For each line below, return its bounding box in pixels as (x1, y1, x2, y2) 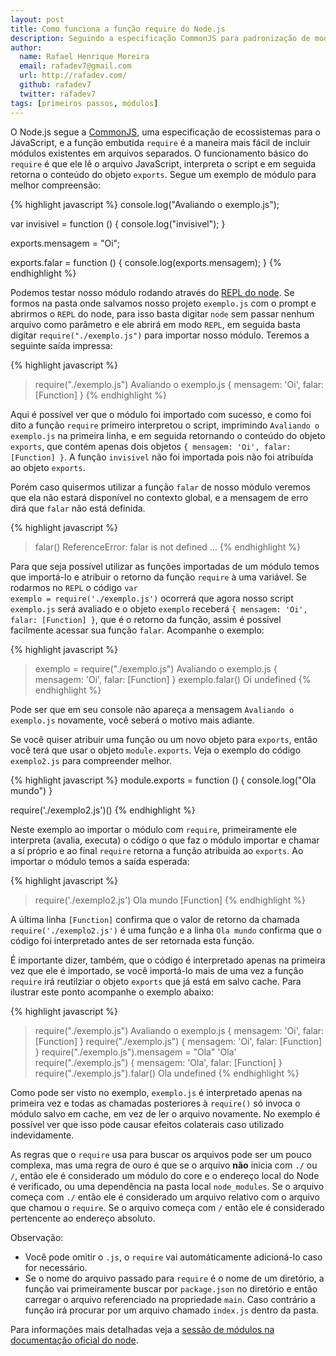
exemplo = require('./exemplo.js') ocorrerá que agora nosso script (10, 592, 294, 604)
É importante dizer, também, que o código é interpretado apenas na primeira (10, 954, 326, 966)
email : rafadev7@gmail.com (19, 61, 132, 71)
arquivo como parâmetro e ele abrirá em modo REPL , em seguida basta (10, 318, 301, 330)
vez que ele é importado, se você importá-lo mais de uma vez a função (10, 964, 304, 976)
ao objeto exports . (10, 461, 86, 473)
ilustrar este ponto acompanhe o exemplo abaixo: (10, 986, 215, 998)
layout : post (10, 14, 65, 25)
